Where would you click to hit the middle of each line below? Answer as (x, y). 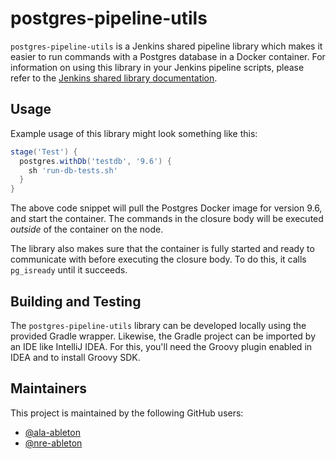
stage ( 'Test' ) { (44, 152)
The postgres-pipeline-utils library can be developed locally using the (158, 325)
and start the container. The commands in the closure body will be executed (167, 219)
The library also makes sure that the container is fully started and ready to (162, 249)
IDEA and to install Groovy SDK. (75, 357)
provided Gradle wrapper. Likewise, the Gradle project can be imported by (163, 336)
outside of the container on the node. (87, 229)
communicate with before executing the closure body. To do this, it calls (158, 259)
